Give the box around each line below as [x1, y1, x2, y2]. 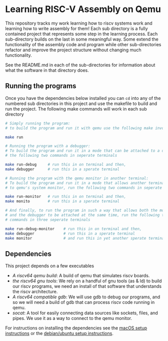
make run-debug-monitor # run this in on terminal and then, [5, 226, 142, 232]
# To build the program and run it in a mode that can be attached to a [5, 148, 160, 154]
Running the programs [5, 82, 76, 90]
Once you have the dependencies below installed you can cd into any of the [5, 95, 161, 101]
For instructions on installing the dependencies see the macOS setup [5, 325, 147, 331]
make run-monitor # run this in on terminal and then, [5, 194, 126, 199]
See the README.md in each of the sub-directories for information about [5, 62, 155, 68]
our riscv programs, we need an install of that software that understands [12, 283, 161, 289]
